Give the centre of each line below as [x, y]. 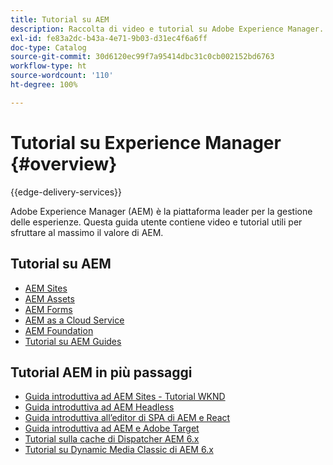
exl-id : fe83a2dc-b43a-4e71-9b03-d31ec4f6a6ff [109, 38]
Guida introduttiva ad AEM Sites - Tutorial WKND [125, 397]
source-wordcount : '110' [62, 76]
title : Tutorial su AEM [60, 19]
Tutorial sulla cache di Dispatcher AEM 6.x [112, 439]
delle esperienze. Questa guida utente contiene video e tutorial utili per [156, 222]
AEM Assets [49, 298]
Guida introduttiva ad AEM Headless [99, 407]
